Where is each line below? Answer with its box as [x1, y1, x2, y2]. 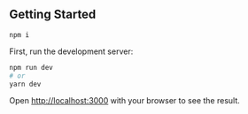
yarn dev [9, 80, 42, 88]
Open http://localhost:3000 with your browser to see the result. [9, 95, 241, 106]
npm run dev [9, 63, 53, 72]
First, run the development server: [9, 46, 134, 57]
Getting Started [9, 7, 97, 22]
